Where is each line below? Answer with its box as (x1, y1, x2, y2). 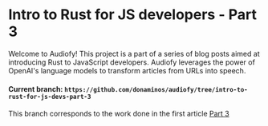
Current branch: (8, 84, 63, 93)
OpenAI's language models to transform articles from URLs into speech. (8, 65, 246, 75)
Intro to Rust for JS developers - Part (8, 6, 257, 24)
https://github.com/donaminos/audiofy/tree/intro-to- (63, 85, 248, 93)
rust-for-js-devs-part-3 (8, 93, 91, 100)
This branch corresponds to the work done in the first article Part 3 (8, 109, 230, 119)
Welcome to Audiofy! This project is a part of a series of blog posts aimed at (8, 49, 260, 58)
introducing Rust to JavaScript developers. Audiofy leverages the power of (8, 57, 255, 67)
